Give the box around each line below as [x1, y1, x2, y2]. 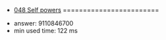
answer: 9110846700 [13, 19, 74, 27]
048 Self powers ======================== [13, 6, 159, 14]
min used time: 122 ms [13, 27, 78, 34]
